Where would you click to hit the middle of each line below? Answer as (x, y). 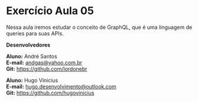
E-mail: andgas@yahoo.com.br (44, 62)
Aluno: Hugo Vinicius (32, 80)
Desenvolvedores (28, 45)
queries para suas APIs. (35, 33)
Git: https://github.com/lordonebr (47, 68)
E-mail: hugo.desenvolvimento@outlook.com (61, 86)
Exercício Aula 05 (50, 11)
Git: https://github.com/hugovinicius (50, 93)
